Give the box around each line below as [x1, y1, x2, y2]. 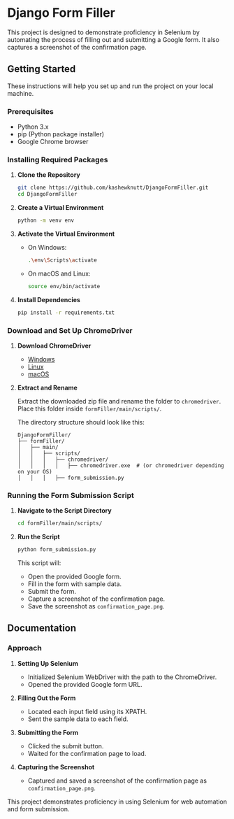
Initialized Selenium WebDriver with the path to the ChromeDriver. [27, 673, 217, 681]
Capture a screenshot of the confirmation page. [27, 594, 166, 603]
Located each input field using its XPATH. [27, 707, 147, 715]
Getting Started [7, 63, 76, 75]
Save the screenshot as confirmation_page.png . [27, 601, 166, 610]
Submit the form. [27, 587, 77, 595]
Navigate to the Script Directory [17, 506, 112, 515]
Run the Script [17, 533, 61, 541]
